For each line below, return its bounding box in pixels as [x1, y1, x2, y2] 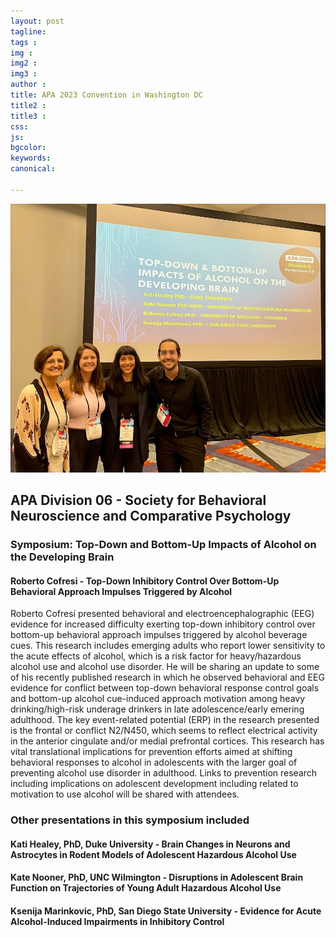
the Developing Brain [10, 550, 115, 564]
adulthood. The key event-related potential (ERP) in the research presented [10, 714, 320, 726]
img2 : [10, 58, 38, 69]
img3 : [10, 69, 38, 79]
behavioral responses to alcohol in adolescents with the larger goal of [10, 756, 298, 769]
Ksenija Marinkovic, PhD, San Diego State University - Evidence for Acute [10, 905, 322, 917]
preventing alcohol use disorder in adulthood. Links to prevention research [10, 767, 318, 779]
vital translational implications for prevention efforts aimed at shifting [10, 746, 293, 758]
